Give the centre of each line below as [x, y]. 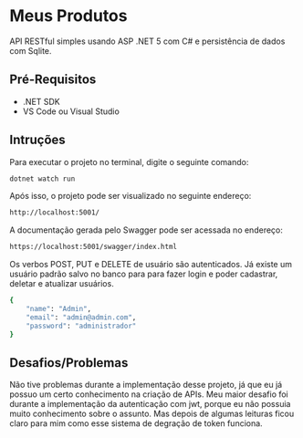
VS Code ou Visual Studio [71, 111]
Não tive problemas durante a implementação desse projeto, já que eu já [146, 385]
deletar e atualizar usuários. [62, 284]
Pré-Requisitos [53, 80]
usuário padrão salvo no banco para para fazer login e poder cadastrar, [144, 274]
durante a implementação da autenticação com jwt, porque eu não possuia [150, 404]
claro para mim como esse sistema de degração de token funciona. [136, 423]
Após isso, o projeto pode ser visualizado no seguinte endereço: [131, 196]
